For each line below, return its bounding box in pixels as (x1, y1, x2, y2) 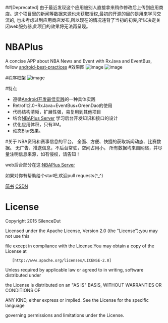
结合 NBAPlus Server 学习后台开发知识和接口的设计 (12, 115, 118, 121)
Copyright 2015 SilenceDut (5, 218, 61, 224)
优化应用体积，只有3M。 (12, 121, 64, 127)
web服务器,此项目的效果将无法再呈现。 (9, 23, 91, 29)
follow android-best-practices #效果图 (5, 64, 85, 70)
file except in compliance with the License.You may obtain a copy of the (5, 243, 155, 249)
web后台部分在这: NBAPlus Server (5, 161, 75, 168)
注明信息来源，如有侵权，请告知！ (9, 151, 81, 157)
